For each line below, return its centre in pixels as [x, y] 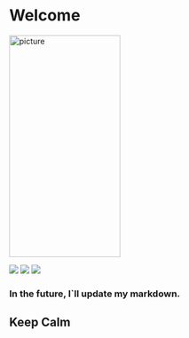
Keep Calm [40, 322]
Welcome [45, 16]
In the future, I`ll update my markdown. [94, 294]
